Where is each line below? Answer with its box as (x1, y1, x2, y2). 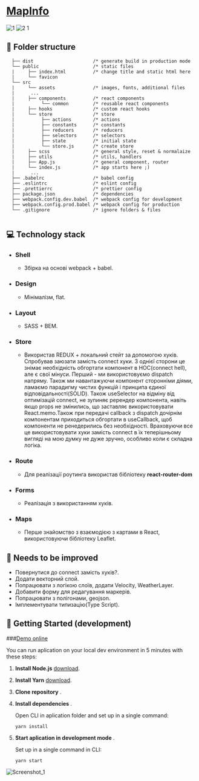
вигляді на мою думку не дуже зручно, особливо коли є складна (24, 435, 192, 443)
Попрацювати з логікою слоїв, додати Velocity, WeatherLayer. (15, 582, 174, 589)
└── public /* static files (11, 63, 134, 69)
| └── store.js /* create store (11, 143, 134, 149)
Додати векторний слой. (15, 575, 79, 582)
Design (15, 279, 37, 288)
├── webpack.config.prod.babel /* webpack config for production (11, 202, 180, 208)
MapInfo (6, 4, 50, 18)
